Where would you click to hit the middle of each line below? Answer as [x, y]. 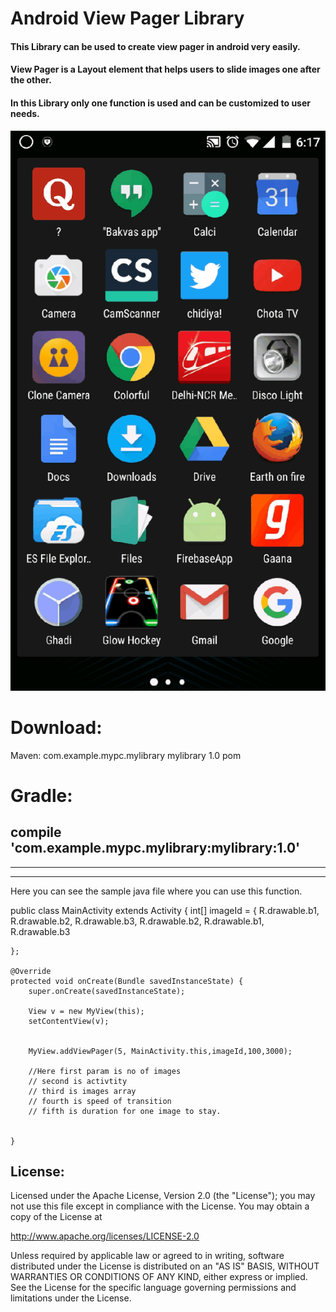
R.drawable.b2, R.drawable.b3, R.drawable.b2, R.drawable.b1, [137, 921]
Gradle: [41, 795]
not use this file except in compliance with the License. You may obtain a [160, 1206]
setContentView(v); [69, 1021]
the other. [31, 80]
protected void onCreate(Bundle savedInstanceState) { [127, 981]
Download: [56, 727]
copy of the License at [56, 1217]
